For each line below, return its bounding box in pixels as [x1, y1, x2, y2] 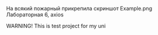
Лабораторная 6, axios [6, 11, 64, 18]
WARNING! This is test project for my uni [6, 23, 106, 29]
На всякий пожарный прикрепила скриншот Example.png [6, 5, 153, 12]
